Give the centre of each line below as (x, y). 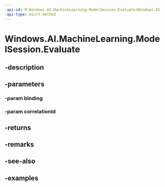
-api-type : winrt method (30, 14)
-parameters (25, 84)
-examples (22, 178)
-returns (18, 127)
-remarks (19, 145)
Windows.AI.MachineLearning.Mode (82, 39)
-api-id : (14, 10)
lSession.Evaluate (42, 49)
